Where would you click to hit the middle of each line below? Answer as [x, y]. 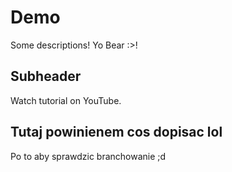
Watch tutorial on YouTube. [66, 100]
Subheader [46, 76]
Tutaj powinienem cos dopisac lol [116, 132]
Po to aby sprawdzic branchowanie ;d [88, 156]
